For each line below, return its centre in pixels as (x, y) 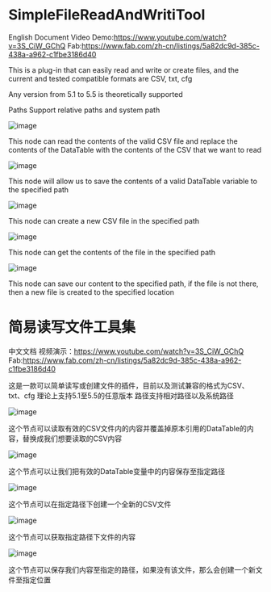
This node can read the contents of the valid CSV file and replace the (123, 141)
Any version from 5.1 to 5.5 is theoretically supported (96, 94)
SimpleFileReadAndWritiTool (107, 15)
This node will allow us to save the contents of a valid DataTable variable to (133, 181)
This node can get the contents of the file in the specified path (112, 252)
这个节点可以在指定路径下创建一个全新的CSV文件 (90, 504)
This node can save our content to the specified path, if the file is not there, (133, 283)
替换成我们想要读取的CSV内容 (72, 439)
